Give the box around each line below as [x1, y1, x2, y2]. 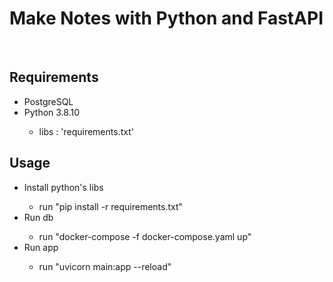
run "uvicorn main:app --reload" [38, 260, 172, 272]
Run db [23, 211, 54, 223]
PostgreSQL [23, 95, 74, 107]
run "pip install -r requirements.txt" [38, 200, 184, 212]
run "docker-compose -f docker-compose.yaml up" [38, 230, 252, 242]
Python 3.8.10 [23, 106, 81, 118]
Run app [23, 241, 59, 253]
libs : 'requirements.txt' [38, 125, 134, 137]
